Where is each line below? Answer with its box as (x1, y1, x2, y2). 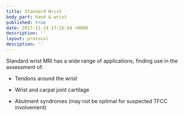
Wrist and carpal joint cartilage (14, 86, 90, 93)
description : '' (6, 30, 46, 36)
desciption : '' (6, 42, 44, 47)
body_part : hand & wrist (6, 14, 67, 20)
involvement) (14, 104, 47, 111)
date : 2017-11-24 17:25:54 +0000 (6, 25, 88, 31)
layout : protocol (6, 36, 49, 42)
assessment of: (6, 63, 44, 70)
